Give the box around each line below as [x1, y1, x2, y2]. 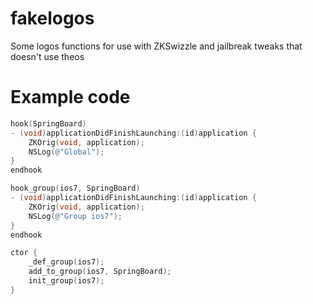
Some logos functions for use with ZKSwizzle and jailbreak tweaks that [10, 40, 303, 52]
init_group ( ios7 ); [28, 276, 105, 286]
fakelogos [10, 7, 95, 30]
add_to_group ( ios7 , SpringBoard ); [28, 267, 172, 277]
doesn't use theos [10, 50, 85, 62]
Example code [10, 86, 131, 109]
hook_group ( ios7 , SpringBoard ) [10, 183, 141, 194]
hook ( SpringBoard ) [10, 118, 87, 129]
